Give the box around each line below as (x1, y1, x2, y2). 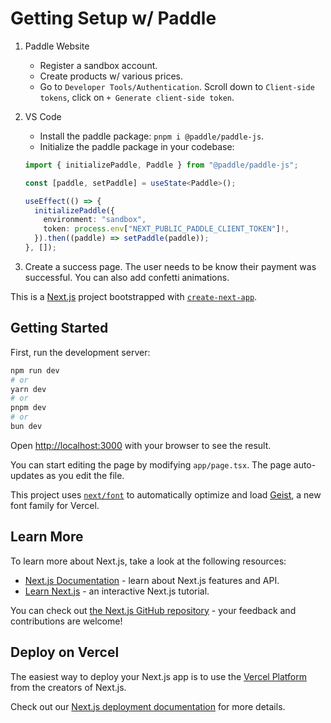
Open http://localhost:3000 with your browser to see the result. (10, 439, 272, 451)
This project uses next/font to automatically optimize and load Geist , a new (10, 488, 322, 501)
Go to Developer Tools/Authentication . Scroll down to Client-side (39, 80, 315, 92)
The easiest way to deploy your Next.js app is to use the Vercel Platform (10, 670, 308, 682)
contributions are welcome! (10, 615, 123, 627)
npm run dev (10, 365, 60, 376)
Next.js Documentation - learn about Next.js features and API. (24, 574, 280, 586)
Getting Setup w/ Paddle (10, 7, 217, 30)
